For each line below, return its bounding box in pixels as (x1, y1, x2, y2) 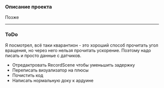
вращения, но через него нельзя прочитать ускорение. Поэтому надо (5, 47, 151, 53)
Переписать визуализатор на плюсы (12, 67, 89, 73)
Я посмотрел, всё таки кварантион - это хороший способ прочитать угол (5, 42, 159, 48)
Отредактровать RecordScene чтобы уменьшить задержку (12, 62, 135, 68)
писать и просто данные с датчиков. (5, 53, 82, 58)
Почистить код (12, 72, 43, 78)
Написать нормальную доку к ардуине (12, 77, 94, 83)
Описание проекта (5, 3, 52, 10)
